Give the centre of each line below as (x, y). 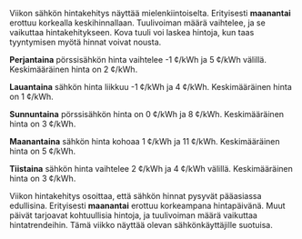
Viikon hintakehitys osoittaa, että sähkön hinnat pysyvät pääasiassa (136, 196)
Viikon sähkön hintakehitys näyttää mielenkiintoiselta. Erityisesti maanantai (150, 13)
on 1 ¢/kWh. (32, 96)
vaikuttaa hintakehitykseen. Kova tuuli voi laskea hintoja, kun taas (132, 32)
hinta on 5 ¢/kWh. (43, 151)
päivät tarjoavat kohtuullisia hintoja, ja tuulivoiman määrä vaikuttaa (133, 215)
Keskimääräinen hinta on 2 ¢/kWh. (74, 69)
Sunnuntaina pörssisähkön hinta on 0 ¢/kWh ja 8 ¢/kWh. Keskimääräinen (147, 114)
